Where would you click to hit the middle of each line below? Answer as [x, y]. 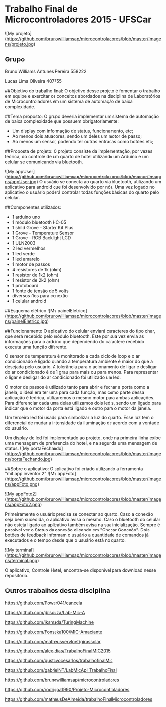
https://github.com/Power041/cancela [44, 603]
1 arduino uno [26, 217]
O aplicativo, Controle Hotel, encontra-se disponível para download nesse [81, 570]
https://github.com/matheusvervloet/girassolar [53, 641]
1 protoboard [25, 285]
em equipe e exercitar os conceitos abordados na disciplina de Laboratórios [83, 96]
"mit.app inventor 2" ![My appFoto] [41, 473]
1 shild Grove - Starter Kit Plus [43, 227]
